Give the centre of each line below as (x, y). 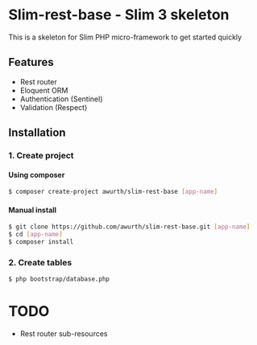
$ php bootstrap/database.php (59, 279)
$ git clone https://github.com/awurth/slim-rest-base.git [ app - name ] (129, 227)
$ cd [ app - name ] (35, 235)
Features (31, 62)
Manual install (33, 210)
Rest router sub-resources (64, 334)
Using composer (37, 175)
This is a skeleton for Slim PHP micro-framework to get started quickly (125, 37)
